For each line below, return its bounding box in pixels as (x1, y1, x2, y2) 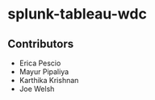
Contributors (7, 37, 74, 51)
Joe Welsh (19, 84, 55, 94)
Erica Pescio (19, 58, 61, 68)
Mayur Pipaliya (19, 67, 69, 77)
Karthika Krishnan (19, 76, 79, 85)
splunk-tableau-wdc (7, 5, 147, 23)
